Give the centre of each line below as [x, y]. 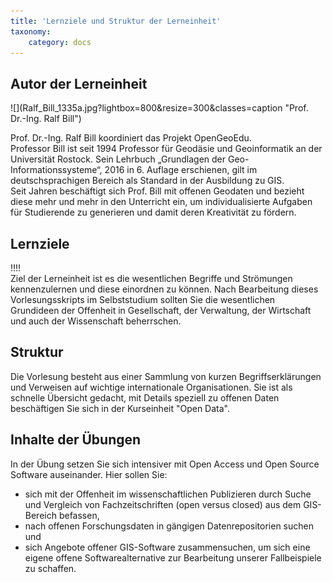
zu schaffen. [50, 568]
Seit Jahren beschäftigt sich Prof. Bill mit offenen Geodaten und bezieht [157, 191]
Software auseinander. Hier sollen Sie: [89, 474]
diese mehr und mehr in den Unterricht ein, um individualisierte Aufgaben [161, 202]
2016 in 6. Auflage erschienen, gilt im [181, 170]
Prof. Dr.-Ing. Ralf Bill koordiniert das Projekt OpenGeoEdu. [131, 138]
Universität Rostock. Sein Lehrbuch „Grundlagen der [118, 159]
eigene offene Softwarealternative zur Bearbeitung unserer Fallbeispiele [173, 557]
